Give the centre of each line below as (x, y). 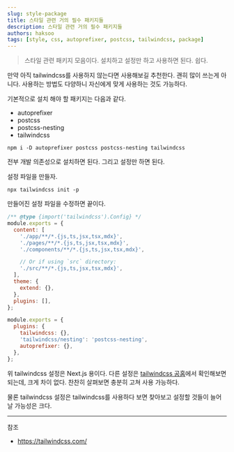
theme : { (26, 282)
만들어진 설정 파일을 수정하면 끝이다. (56, 204)
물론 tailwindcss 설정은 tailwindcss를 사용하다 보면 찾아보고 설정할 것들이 (108, 397)
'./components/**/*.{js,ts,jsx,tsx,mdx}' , (82, 249)
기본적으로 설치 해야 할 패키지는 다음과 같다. (67, 99)
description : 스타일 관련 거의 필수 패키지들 (65, 27)
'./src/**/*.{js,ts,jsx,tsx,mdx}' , (71, 269)
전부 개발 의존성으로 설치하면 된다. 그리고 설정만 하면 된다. (86, 162)
